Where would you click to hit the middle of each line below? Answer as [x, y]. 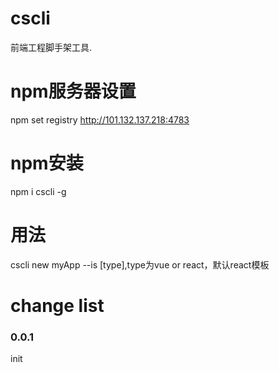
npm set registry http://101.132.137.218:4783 [100, 119]
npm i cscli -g [38, 191]
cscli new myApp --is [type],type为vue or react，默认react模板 [140, 264]
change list [57, 305]
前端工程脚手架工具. [51, 47]
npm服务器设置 [73, 91]
